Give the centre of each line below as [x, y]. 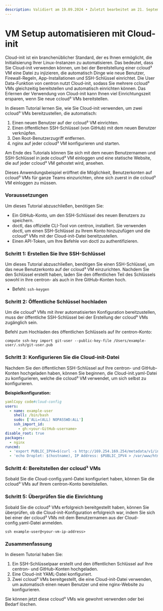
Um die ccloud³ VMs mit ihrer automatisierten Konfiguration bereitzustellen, [81, 312]
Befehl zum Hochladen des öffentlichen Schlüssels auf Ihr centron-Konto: [79, 332]
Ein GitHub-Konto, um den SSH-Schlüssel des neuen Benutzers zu [79, 215]
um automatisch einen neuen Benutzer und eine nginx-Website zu [78, 585]
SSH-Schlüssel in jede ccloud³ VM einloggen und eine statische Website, [78, 158]
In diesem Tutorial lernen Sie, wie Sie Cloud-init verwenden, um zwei [74, 108]
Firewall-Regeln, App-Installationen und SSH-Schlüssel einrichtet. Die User [80, 78]
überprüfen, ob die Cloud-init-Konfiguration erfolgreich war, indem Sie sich [80, 512]
